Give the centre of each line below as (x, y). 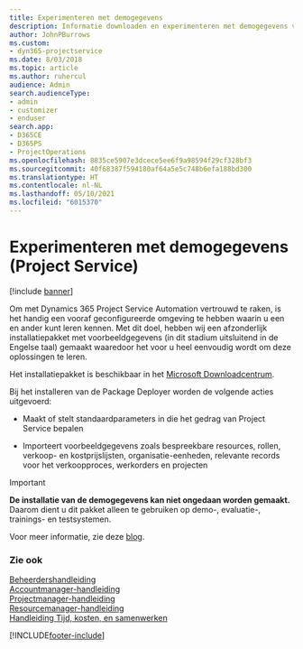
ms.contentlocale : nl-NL (56, 186)
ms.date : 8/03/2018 (46, 60)
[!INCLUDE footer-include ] (57, 635)
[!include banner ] (41, 291)
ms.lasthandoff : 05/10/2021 (62, 194)
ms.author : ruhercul (48, 77)
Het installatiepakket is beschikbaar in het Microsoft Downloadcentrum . (142, 374)
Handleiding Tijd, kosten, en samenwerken (89, 618)
